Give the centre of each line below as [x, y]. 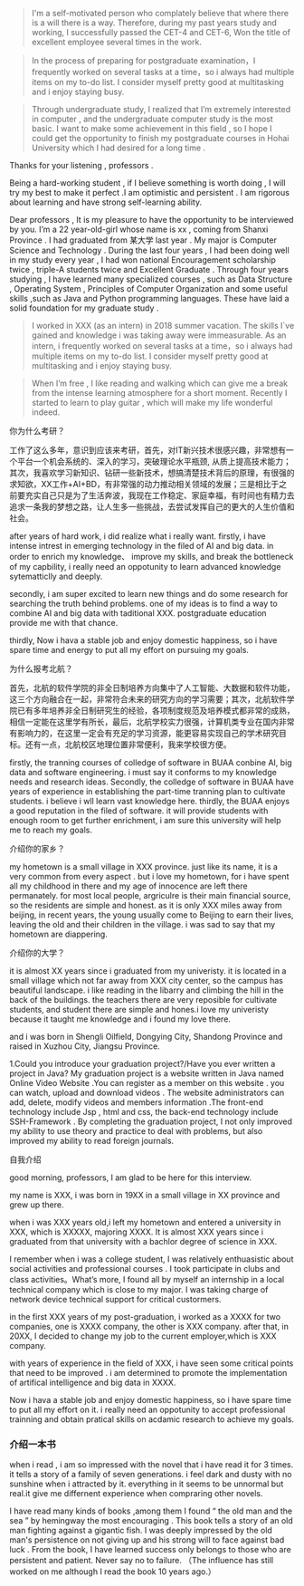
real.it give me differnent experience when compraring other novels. [137, 1494]
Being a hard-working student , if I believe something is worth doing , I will [147, 183]
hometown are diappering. [59, 934]
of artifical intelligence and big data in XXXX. [93, 1382]
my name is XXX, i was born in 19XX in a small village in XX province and [145, 1195]
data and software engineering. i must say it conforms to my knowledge [143, 772]
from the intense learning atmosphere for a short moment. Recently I [159, 393]
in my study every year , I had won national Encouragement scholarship [142, 260]
